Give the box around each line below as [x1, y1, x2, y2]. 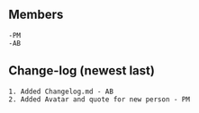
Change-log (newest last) [8, 63, 155, 79]
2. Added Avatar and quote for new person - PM [8, 94, 191, 104]
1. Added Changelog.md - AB [8, 87, 114, 96]
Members [8, 7, 64, 22]
